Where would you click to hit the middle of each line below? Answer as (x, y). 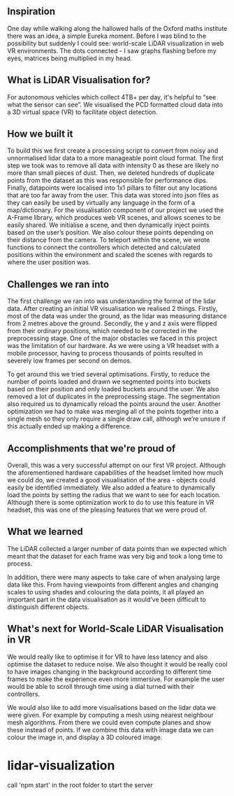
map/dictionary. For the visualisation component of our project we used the (116, 210)
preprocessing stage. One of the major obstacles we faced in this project (112, 338)
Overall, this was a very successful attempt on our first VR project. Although (116, 466)
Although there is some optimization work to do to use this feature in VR (111, 503)
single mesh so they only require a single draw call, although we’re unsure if (116, 419)
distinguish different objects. (48, 607)
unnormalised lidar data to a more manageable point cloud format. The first (115, 158)
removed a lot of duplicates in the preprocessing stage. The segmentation (114, 397)
